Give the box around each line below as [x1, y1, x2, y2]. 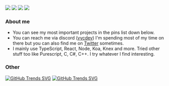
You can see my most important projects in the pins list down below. [12, 29, 155, 35]
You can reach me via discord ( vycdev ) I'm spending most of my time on [12, 35, 164, 41]
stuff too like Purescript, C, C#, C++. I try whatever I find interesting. [12, 51, 155, 57]
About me [5, 18, 30, 25]
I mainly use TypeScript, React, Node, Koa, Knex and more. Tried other [12, 46, 160, 52]
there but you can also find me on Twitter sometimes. [12, 40, 124, 47]
